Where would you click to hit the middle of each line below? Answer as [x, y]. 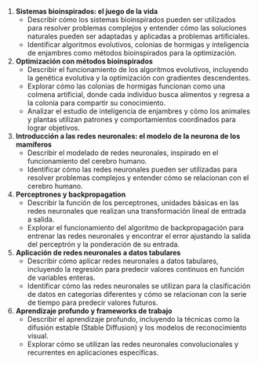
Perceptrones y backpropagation [71, 194]
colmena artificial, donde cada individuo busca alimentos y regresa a [138, 94]
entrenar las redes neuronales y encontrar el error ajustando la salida [139, 236]
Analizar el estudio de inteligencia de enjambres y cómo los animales [139, 111]
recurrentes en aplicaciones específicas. [93, 352]
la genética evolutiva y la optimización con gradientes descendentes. [139, 78]
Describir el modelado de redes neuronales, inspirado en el [123, 153]
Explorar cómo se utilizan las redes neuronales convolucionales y [133, 344]
